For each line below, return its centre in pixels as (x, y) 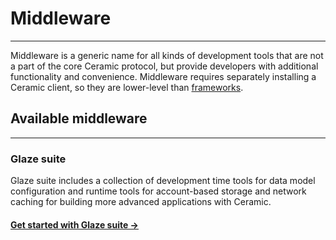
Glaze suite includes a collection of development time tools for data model (163, 181)
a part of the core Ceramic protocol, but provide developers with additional (164, 66)
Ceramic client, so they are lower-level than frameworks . (127, 87)
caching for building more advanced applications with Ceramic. (141, 202)
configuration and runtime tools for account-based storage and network (158, 191)
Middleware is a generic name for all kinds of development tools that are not (167, 55)
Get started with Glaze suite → (74, 224)
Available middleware (79, 118)
